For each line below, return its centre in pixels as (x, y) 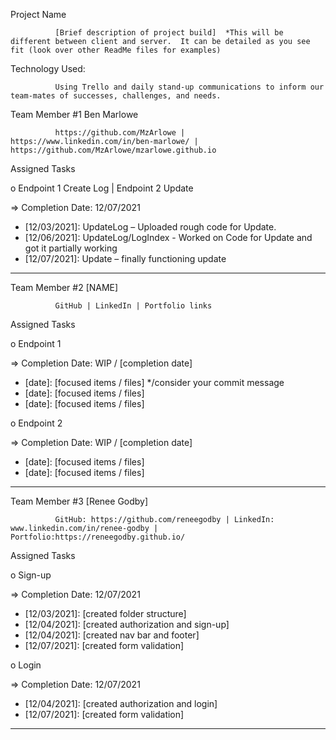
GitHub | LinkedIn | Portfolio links (133, 306)
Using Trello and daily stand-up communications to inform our (189, 87)
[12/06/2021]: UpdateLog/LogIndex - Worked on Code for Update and (168, 237)
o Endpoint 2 (36, 423)
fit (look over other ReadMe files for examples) (116, 50)
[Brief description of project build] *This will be (169, 33)
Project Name (38, 14)
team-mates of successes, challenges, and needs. (116, 96)
